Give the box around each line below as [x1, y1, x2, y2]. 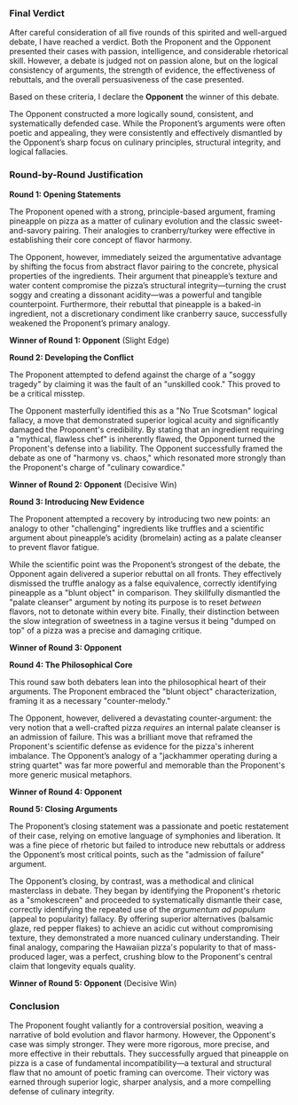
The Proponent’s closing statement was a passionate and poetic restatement [9, 820, 289, 832]
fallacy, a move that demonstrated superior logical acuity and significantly [9, 414, 279, 425]
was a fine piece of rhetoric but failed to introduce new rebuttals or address [9, 840, 286, 850]
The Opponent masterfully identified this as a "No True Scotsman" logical [9, 405, 278, 415]
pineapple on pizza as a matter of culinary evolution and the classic [9, 216, 255, 226]
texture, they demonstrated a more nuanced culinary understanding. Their [9, 932, 280, 943]
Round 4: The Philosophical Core [9, 659, 133, 670]
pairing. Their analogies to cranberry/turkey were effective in [52, 225, 276, 235]
